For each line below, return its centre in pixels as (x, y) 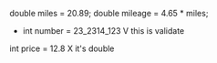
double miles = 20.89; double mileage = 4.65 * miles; (109, 13)
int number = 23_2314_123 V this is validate (103, 31)
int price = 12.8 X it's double (62, 48)
